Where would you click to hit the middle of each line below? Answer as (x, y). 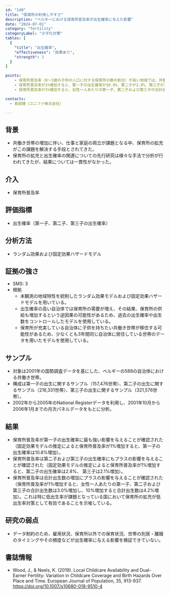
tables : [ (16, 38)
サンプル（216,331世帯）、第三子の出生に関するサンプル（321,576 (85, 390)
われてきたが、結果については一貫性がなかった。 (63, 162)
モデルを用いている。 (47, 302)
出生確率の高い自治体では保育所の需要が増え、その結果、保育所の (89, 309)
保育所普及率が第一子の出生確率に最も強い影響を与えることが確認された (88, 440)
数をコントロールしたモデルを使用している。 (67, 322)
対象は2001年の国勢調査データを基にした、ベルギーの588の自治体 (81, 371)
